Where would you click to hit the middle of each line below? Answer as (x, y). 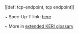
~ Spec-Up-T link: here (28, 17)
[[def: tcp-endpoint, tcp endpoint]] (39, 7)
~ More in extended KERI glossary (39, 26)
